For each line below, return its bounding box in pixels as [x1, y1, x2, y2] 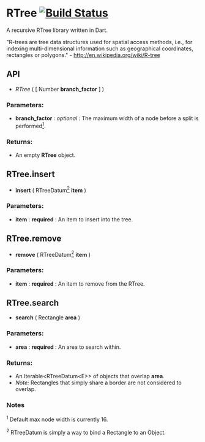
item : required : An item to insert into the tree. [15, 215, 133, 223]
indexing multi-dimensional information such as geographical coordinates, [6, 45, 194, 52]
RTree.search [6, 297, 59, 308]
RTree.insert [6, 169, 55, 180]
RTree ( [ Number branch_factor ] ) [15, 85, 105, 93]
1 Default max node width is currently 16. [6, 414, 108, 423]
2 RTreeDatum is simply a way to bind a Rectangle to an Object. [6, 427, 166, 436]
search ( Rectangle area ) [15, 314, 81, 321]
